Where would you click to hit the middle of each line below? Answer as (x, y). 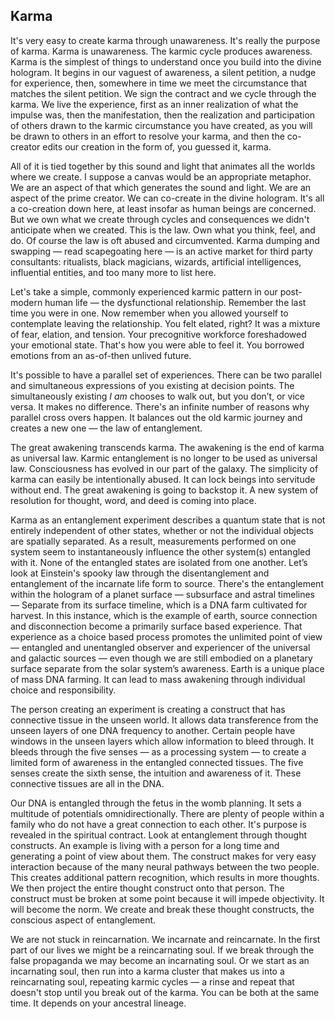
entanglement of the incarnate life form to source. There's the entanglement (167, 583)
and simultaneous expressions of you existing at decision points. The (152, 385)
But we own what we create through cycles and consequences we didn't (160, 219)
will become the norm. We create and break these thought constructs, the (162, 909)
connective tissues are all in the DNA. (87, 783)
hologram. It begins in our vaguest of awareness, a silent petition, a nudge (163, 72)
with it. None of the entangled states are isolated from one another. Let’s (159, 562)
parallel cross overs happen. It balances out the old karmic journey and (156, 417)
